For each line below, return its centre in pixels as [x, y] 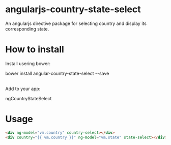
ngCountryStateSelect [28, 98]
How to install [35, 50]
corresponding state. [27, 28]
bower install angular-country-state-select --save [57, 73]
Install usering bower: [28, 63]
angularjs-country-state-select [73, 9]
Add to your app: [23, 89]
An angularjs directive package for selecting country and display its [76, 23]
